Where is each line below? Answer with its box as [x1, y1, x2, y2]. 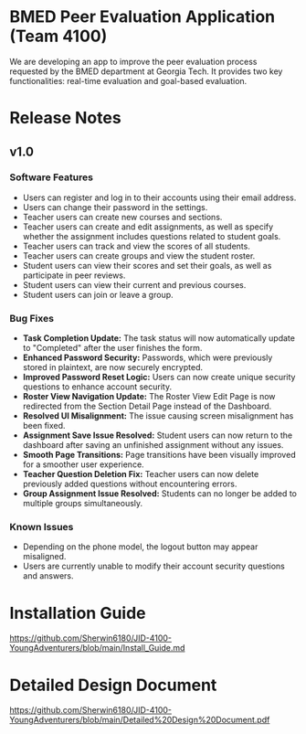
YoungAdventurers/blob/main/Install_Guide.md [9, 643, 185, 654]
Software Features [9, 171, 94, 184]
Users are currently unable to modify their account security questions [22, 560, 285, 572]
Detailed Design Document [9, 675, 217, 696]
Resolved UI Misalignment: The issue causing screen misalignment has [22, 410, 294, 421]
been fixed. [22, 420, 66, 431]
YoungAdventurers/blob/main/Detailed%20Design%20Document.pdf [9, 715, 270, 726]
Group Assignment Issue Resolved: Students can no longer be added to [22, 488, 297, 499]
